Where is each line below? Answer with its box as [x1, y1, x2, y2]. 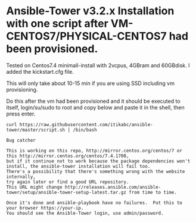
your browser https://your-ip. [6, 205, 84, 211]
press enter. [6, 110, 36, 117]
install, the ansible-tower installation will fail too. [6, 163, 151, 169]
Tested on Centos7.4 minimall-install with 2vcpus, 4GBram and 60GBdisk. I [6, 61, 190, 69]
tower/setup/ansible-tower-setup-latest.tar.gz [6, 189, 127, 195]
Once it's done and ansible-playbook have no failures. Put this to [6, 199, 183, 206]
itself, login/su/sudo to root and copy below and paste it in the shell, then [6, 104, 185, 111]
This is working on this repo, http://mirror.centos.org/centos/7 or [6, 148, 183, 154]
